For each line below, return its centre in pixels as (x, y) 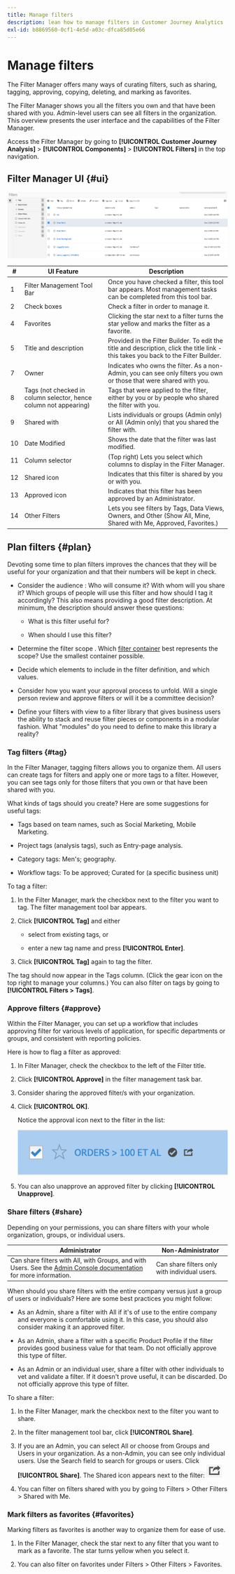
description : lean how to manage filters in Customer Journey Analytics (115, 22)
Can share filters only (187, 1264)
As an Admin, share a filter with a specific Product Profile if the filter (115, 1340)
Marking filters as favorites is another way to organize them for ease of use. (116, 1530)
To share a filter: (31, 1397)
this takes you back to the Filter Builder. (165, 356)
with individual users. (186, 1272)
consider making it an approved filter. (71, 1327)
